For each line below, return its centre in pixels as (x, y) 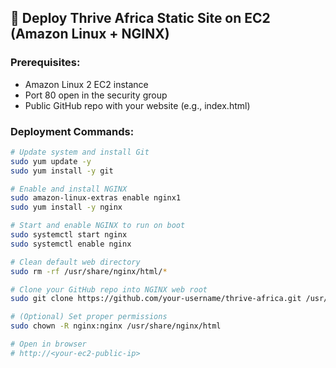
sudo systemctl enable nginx (71, 244)
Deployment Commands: (72, 131)
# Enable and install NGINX (69, 189)
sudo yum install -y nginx (66, 207)
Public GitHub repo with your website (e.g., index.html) (137, 105)
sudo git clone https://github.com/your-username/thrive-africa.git (156, 299)
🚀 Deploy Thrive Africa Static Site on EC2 (140, 18)
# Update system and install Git (80, 152)
